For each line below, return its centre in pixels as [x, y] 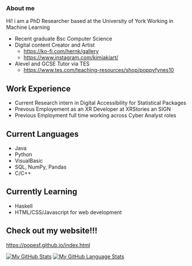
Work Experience [39, 89]
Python [23, 154]
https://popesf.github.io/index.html [48, 245]
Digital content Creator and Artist [55, 45]
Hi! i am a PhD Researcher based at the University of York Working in [90, 21]
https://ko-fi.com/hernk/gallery [61, 51]
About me [21, 8]
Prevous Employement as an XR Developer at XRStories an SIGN [93, 109]
